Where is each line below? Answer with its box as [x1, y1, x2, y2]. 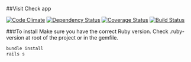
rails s [6, 51, 25, 57]
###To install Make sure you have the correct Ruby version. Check [6, 28, 169, 35]
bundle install [6, 45, 44, 51]
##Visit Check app [6, 5, 51, 12]
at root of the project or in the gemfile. [25, 34, 119, 41]
